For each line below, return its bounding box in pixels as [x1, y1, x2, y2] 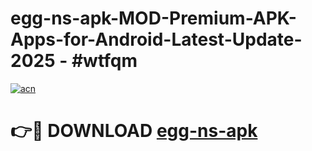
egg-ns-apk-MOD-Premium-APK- [10, 7, 297, 30]
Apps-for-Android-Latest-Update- [10, 28, 303, 51]
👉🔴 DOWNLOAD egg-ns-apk [10, 120, 258, 142]
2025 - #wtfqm [10, 50, 138, 72]
